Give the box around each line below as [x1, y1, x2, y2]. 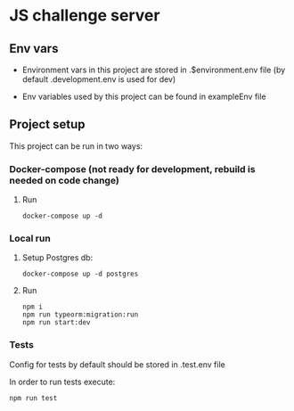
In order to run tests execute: [9, 376, 116, 387]
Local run [9, 233, 51, 245]
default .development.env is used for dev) [21, 74, 176, 85]
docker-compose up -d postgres [21, 269, 139, 279]
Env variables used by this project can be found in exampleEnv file [21, 91, 266, 102]
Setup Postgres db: [21, 252, 94, 263]
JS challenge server [9, 5, 160, 26]
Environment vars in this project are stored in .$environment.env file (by [21, 64, 286, 75]
